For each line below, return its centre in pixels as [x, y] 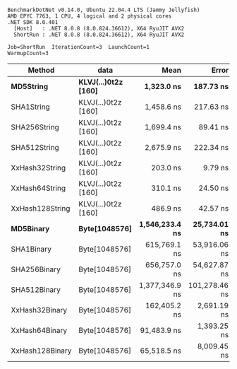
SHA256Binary [36, 269]
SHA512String [35, 147]
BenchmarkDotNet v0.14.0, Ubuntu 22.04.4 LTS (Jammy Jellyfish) [104, 10]
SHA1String [31, 107]
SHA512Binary [36, 289]
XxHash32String [38, 168]
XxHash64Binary [39, 330]
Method [41, 70]
